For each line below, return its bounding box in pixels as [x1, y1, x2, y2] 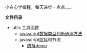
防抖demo [26, 43, 47, 48]
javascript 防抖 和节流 [19, 37, 61, 42]
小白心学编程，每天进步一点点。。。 [5, 4, 74, 10]
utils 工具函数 [12, 25, 39, 30]
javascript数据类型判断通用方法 [19, 31, 82, 36]
